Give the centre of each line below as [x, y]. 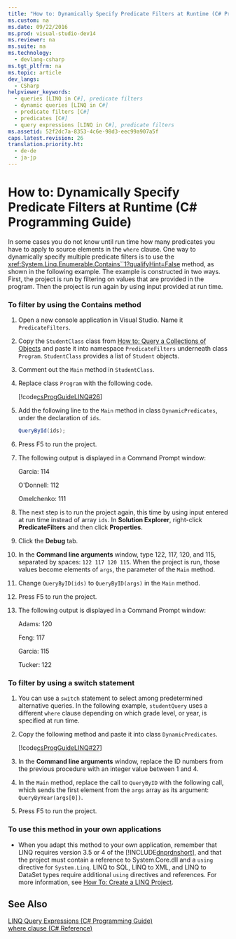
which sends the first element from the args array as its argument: [113, 790]
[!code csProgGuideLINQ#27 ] [60, 748]
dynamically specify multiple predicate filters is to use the [91, 257]
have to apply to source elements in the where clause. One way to [102, 249]
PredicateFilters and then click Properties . [80, 527]
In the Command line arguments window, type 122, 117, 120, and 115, [117, 554]
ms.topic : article [35, 72]
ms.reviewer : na [32, 40]
